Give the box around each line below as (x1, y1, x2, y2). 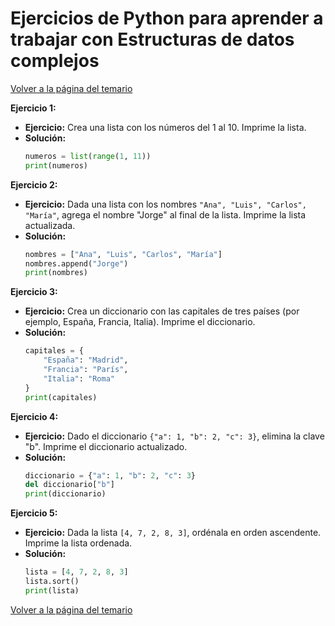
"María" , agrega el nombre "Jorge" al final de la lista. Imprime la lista (24, 208, 307, 221)
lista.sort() (24, 577, 80, 587)
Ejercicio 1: (10, 102, 57, 114)
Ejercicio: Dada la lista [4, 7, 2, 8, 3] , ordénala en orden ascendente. (24, 527, 322, 539)
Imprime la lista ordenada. (24, 537, 133, 549)
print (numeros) (24, 160, 89, 171)
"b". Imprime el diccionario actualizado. (24, 440, 188, 452)
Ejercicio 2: (10, 178, 58, 191)
